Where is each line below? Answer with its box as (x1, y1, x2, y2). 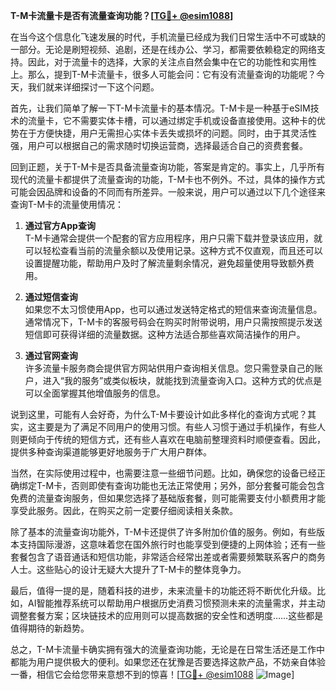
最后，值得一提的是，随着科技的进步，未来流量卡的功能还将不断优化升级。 (10, 585, 317, 596)
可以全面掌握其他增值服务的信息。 (24, 387, 166, 399)
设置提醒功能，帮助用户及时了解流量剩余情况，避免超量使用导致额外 (24, 257, 306, 269)
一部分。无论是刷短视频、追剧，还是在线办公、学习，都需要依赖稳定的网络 (10, 44, 317, 55)
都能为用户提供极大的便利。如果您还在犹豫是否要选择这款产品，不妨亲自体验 (10, 656, 326, 668)
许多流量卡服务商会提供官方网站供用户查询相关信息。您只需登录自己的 (24, 362, 315, 374)
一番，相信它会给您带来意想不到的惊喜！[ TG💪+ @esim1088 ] (10, 669, 295, 680)
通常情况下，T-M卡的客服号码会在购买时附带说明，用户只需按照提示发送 (24, 316, 323, 328)
